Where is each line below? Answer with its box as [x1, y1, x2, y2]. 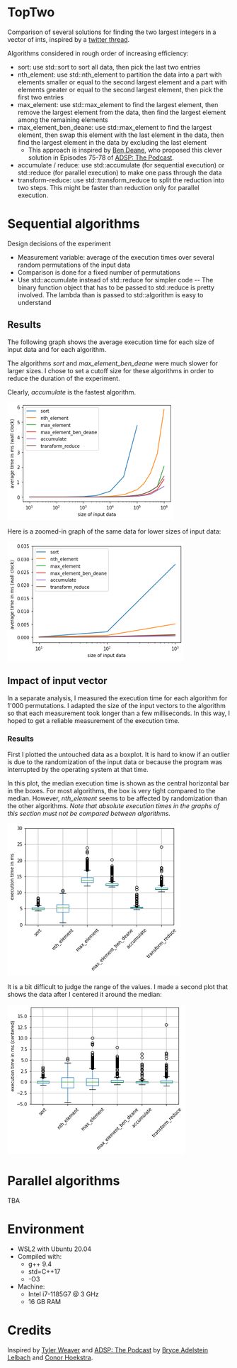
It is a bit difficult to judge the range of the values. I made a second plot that [7, 982, 229, 991]
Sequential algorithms [7, 216, 140, 232]
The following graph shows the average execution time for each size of [7, 338, 214, 346]
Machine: [17, 1282, 45, 1291]
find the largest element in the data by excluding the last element [17, 138, 207, 146]
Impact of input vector [7, 675, 108, 687]
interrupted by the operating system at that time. [7, 765, 149, 773]
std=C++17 [28, 1267, 61, 1276]
